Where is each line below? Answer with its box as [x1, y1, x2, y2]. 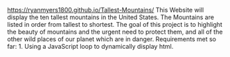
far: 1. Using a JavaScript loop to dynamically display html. [7, 43, 174, 50]
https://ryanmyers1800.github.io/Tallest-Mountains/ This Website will [7, 6, 204, 14]
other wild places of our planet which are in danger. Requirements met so [7, 35, 217, 43]
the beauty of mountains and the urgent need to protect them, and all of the [7, 27, 223, 36]
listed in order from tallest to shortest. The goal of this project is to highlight [7, 21, 223, 28]
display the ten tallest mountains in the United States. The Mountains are [7, 13, 215, 21]
